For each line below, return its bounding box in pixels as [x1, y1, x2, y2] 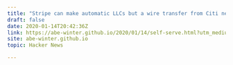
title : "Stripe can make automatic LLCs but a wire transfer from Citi [7, 10, 218, 17]
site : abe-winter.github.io [7, 36, 89, 42]
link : [7, 29, 23, 36]
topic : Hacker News [7, 42, 64, 49]
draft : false [7, 16, 45, 23]
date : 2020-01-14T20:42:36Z [7, 23, 89, 29]
